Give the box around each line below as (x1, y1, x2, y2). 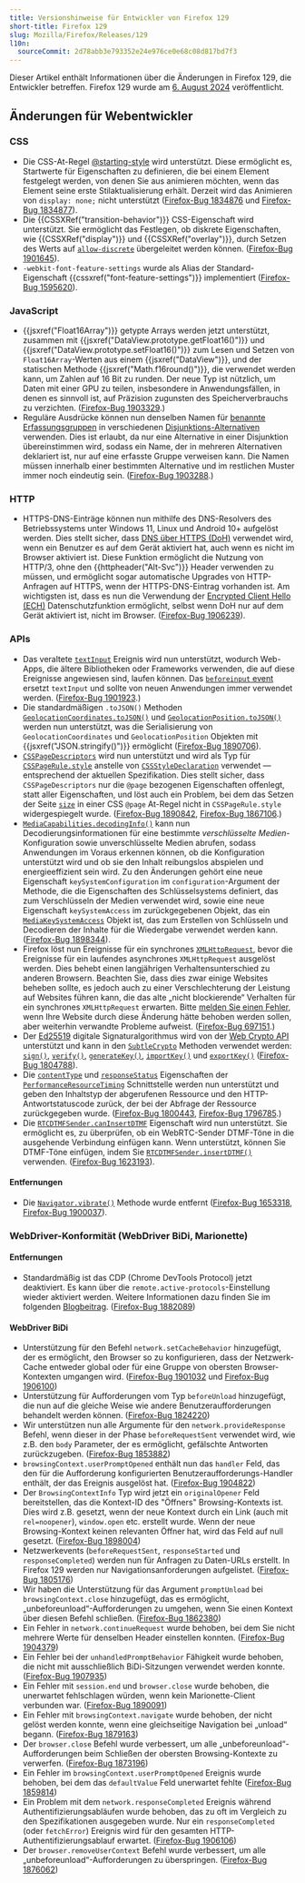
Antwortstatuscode (22, 1098, 95, 1109)
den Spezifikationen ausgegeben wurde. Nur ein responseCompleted (22, 1816, 275, 1827)
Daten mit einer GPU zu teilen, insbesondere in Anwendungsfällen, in (22, 383, 281, 394)
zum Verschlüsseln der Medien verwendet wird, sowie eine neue (22, 895, 265, 906)
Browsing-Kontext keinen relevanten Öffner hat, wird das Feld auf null (22, 1526, 284, 1537)
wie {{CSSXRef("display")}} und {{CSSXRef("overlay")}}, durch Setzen (22, 233, 287, 244)
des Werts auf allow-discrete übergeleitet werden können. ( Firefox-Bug (22, 243, 293, 254)
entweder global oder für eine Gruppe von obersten (49, 1362, 243, 1373)
